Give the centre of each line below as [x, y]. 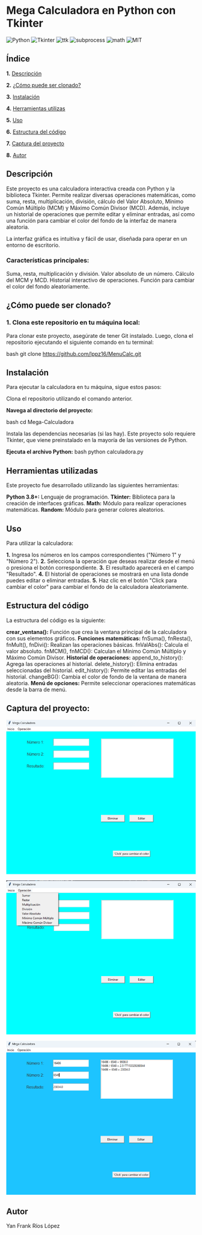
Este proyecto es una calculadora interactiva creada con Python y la [91, 188]
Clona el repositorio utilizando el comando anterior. [69, 399]
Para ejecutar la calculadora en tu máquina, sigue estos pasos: [84, 387]
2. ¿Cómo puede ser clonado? [44, 85]
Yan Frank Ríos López [33, 1226]
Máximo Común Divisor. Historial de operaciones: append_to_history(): [95, 658]
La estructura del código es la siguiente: [56, 620]
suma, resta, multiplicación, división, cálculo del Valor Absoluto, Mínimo [95, 201]
